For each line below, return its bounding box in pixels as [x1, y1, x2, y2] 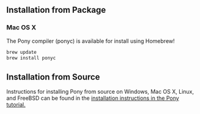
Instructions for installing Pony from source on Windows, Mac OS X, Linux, [6, 88, 194, 96]
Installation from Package [6, 5, 106, 15]
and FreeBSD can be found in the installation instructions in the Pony [6, 94, 179, 102]
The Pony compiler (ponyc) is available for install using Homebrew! [6, 37, 176, 45]
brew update [6, 49, 37, 55]
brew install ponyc [6, 55, 56, 61]
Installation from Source [6, 72, 100, 82]
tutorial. [6, 101, 26, 108]
